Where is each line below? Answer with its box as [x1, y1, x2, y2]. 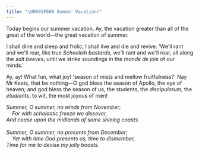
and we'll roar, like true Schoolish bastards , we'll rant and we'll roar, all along [6, 49, 194, 56]
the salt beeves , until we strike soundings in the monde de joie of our [6, 55, 175, 62]
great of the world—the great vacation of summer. [6, 31, 129, 38]
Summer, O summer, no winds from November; [6, 103, 121, 110]
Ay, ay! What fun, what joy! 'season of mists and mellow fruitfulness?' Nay [6, 73, 187, 80]
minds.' [6, 62, 24, 69]
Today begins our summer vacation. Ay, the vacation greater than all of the [6, 25, 189, 32]
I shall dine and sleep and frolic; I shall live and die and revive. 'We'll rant [6, 43, 184, 50]
